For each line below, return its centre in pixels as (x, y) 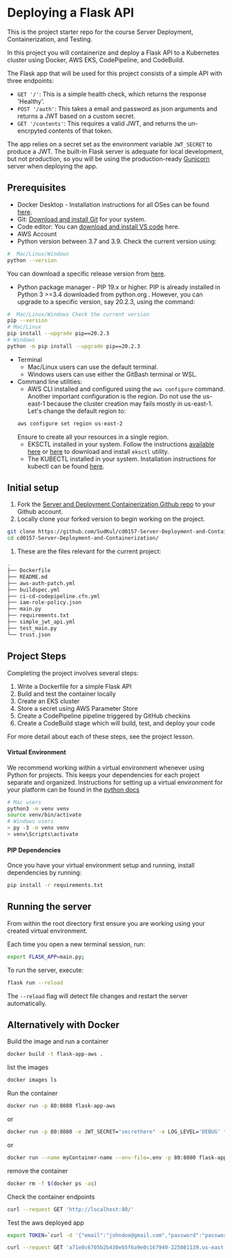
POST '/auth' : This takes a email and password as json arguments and (117, 108)
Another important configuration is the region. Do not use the (114, 396)
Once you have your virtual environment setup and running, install (101, 866)
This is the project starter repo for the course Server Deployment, (100, 32)
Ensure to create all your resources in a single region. (93, 437)
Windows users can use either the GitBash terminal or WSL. (113, 374)
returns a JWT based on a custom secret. (76, 116)
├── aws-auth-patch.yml (41, 583)
